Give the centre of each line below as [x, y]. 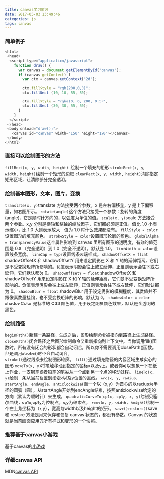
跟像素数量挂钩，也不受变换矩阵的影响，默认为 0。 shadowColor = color [78, 297]
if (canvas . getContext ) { [44, 75]
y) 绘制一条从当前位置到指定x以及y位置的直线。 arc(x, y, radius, [72, 378]
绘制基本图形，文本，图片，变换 [43, 194]
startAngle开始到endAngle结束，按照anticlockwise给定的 [99, 390]
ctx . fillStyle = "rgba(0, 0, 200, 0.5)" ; [65, 101]
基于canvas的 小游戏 [25, 446]
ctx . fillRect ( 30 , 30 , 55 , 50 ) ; [56, 106]
